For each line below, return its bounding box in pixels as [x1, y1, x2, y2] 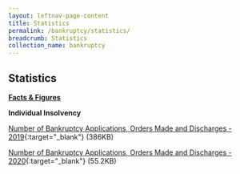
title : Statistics [8, 19, 70, 27]
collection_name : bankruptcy [8, 42, 106, 50]
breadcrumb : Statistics [8, 34, 88, 42]
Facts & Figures [8, 92, 62, 102]
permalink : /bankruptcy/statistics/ [8, 26, 130, 34]
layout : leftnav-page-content [8, 11, 110, 20]
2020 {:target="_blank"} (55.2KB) [8, 156, 118, 165]
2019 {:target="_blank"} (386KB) [8, 132, 114, 141]
